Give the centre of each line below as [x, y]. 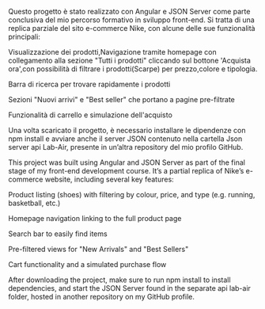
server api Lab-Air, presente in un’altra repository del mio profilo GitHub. [126, 147]
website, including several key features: [109, 179]
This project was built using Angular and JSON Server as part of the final [127, 162]
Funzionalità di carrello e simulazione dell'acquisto [90, 115]
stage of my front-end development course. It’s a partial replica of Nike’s [126, 171]
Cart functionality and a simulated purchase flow [87, 264]
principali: [25, 36]
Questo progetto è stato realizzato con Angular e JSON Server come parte [129, 11]
